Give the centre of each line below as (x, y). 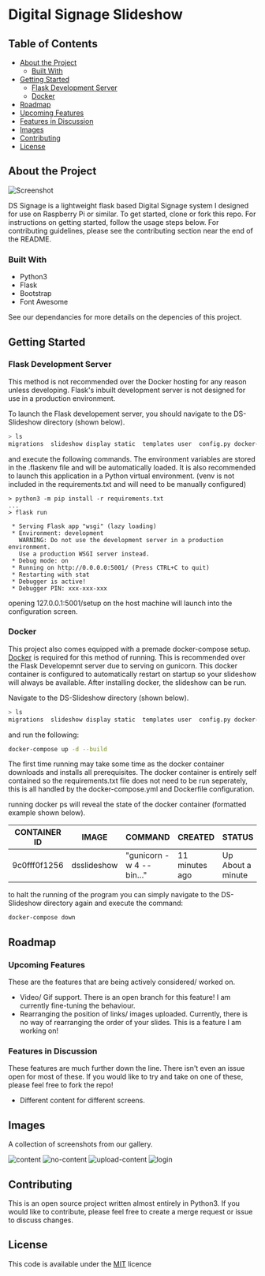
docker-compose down (42, 918)
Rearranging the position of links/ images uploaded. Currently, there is (134, 1014)
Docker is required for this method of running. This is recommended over (127, 657)
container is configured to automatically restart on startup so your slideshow (132, 674)
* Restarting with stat (50, 574)
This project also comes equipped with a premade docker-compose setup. (129, 649)
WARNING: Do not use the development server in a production (121, 540)
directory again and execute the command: (113, 903)
